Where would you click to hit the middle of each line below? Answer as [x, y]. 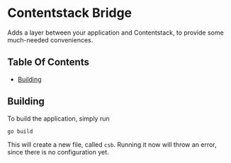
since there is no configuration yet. [58, 152]
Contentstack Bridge [70, 13]
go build [20, 131]
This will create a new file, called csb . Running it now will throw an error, [112, 145]
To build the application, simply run [58, 119]
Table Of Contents [49, 62]
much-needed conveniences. [50, 40]
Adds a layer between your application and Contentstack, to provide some [116, 32]
